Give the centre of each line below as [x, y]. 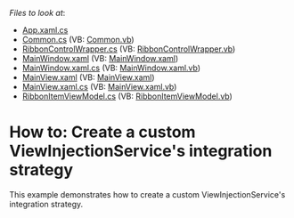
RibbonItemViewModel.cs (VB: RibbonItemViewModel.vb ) [127, 96]
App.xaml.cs [45, 30]
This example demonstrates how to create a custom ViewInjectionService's [147, 194]
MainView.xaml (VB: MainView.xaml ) [88, 77]
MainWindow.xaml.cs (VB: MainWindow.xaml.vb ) [111, 68]
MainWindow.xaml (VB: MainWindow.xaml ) [100, 58]
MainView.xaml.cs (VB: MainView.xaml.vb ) [99, 87]
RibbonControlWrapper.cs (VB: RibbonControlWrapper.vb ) [129, 49]
